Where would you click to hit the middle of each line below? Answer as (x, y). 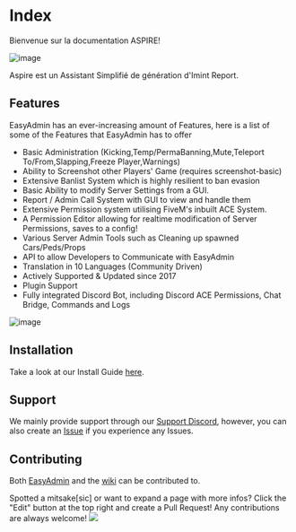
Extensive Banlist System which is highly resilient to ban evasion (141, 180)
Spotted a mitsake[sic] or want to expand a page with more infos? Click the (148, 498)
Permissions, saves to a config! (80, 228)
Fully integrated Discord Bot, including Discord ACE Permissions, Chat (152, 295)
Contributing (46, 459)
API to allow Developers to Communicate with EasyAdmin (128, 257)
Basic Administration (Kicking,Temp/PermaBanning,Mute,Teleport (143, 152)
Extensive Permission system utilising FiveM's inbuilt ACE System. (144, 209)
